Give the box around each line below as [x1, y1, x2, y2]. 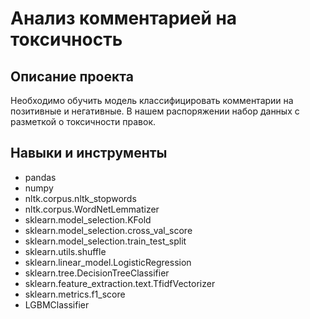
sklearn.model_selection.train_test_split [24, 235, 187, 247]
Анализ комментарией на [10, 7, 238, 30]
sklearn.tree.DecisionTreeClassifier [24, 267, 170, 279]
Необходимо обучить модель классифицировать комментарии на [10, 95, 294, 106]
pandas [24, 171, 57, 183]
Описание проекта [10, 68, 134, 85]
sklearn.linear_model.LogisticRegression [24, 256, 192, 268]
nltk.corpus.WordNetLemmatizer [24, 203, 160, 215]
